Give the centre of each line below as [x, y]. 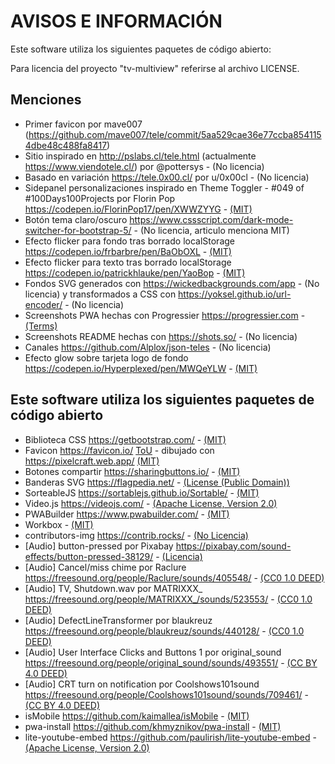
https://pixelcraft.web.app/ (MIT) [92, 461]
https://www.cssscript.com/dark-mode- [211, 219]
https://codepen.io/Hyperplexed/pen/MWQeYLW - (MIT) [141, 368]
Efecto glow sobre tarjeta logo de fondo [106, 357]
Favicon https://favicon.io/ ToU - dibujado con [119, 450]
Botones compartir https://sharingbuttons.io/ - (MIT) [132, 471]
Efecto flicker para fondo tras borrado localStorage [130, 241]
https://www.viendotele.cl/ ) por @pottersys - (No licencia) [144, 166]
